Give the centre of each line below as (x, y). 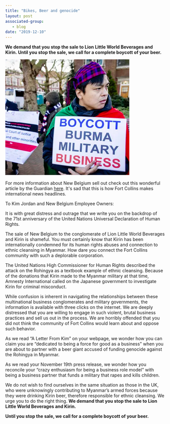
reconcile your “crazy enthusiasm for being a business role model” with (80, 370)
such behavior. (21, 329)
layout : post (19, 16)
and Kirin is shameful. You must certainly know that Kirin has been (74, 240)
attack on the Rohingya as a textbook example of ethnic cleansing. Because (84, 271)
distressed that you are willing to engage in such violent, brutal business (80, 313)
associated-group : (25, 21)
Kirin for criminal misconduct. (36, 287)
